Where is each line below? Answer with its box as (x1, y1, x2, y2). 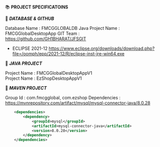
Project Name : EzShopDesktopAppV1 (5, 75, 82, 81)
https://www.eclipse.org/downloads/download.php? (49, 45, 155, 51)
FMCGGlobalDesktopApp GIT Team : (5, 30, 80, 36)
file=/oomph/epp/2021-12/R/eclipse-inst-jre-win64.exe (12, 51, 125, 56)
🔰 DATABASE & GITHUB (5, 15, 54, 21)
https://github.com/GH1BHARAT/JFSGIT (5, 36, 87, 41)
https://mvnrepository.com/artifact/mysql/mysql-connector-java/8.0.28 (5, 100, 151, 106)
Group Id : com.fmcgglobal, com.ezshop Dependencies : (5, 95, 121, 101)
